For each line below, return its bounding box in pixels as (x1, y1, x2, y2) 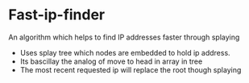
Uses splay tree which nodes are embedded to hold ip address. (19, 48, 231, 57)
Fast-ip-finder (8, 6, 106, 24)
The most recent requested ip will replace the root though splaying (19, 64, 242, 74)
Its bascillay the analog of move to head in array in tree (19, 56, 203, 66)
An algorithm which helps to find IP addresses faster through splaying (8, 32, 240, 42)
